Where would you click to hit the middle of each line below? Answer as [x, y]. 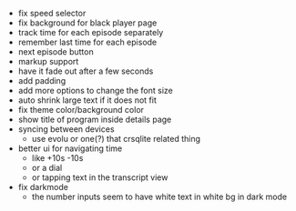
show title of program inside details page [95, 119]
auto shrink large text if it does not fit [87, 100]
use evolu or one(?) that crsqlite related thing [116, 139]
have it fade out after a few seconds [86, 71]
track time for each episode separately [91, 32]
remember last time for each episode [87, 42]
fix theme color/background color [81, 110]
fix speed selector [52, 13]
